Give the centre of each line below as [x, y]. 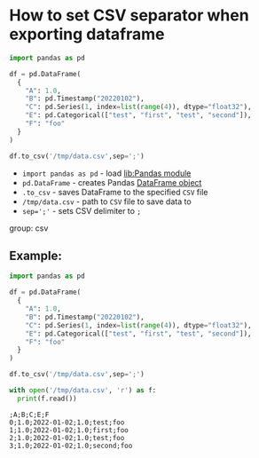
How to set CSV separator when [129, 16]
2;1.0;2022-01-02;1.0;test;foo [67, 438]
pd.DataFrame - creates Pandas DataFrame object [112, 182]
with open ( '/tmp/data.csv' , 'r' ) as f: [83, 391]
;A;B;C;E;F [29, 415]
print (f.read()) [47, 399]
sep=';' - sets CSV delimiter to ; [82, 210]
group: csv [29, 228]
